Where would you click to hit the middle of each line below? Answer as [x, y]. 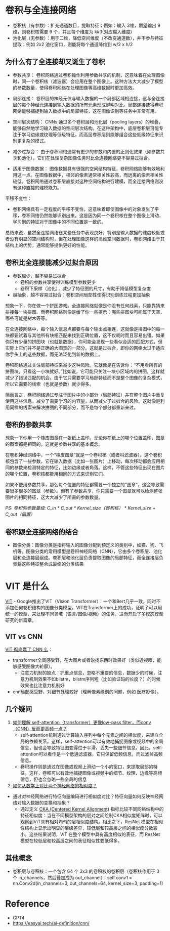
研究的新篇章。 [21, 620]
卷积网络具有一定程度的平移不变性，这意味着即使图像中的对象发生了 [83, 209]
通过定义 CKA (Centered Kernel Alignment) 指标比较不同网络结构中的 [92, 809]
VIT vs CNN [24, 636]
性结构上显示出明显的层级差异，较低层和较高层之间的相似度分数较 [89, 828]
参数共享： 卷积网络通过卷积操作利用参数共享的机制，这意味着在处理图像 [89, 75]
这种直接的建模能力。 [39, 187]
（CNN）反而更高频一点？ [40, 729]
